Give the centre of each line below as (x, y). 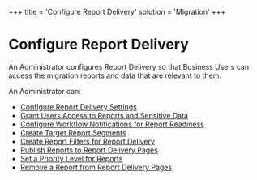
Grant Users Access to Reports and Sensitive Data (104, 115)
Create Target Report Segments (73, 132)
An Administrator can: (45, 91)
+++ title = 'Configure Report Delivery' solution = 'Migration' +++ (117, 12)
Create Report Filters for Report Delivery (88, 141)
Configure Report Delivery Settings (79, 107)
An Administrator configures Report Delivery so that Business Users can (129, 66)
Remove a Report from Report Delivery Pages (96, 167)
